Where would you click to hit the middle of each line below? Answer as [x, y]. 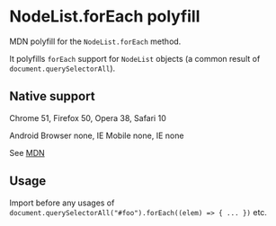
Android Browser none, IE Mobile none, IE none [97, 135]
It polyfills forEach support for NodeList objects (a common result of [135, 58]
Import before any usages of [62, 203]
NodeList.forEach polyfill [105, 17]
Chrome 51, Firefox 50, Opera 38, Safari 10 [88, 117]
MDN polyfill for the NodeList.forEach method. [95, 41]
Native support [53, 96]
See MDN [27, 152]
